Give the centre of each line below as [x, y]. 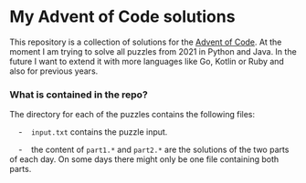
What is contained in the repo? [79, 95]
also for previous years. [54, 71]
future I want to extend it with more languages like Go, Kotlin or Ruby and [147, 61]
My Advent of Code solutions [122, 17]
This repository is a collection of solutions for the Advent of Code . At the [146, 42]
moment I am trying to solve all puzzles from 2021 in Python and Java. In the [153, 51]
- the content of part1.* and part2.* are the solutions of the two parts [153, 150]
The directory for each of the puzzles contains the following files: [132, 115]
